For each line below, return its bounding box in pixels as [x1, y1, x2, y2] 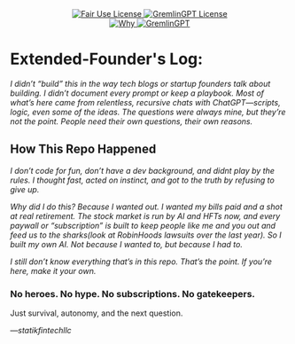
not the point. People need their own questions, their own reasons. [10, 115, 253, 127]
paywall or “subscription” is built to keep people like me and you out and [10, 220, 276, 231]
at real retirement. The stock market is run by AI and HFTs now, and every [10, 210, 281, 221]
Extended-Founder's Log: [10, 49, 203, 69]
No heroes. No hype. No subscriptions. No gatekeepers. [10, 287, 256, 300]
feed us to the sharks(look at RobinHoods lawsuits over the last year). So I [10, 230, 282, 240]
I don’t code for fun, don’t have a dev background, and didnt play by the [10, 165, 276, 176]
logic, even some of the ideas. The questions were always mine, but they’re [10, 106, 286, 117]
